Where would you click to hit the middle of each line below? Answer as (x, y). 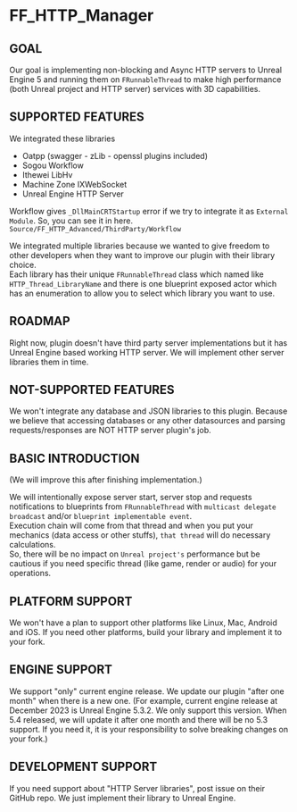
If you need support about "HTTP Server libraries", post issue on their (137, 788)
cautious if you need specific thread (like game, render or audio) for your (143, 564)
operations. (30, 573)
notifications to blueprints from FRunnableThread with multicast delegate (143, 506)
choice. (23, 264)
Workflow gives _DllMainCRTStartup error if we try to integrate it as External (149, 211)
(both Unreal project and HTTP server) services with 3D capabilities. (135, 89)
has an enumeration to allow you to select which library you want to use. (142, 293)
